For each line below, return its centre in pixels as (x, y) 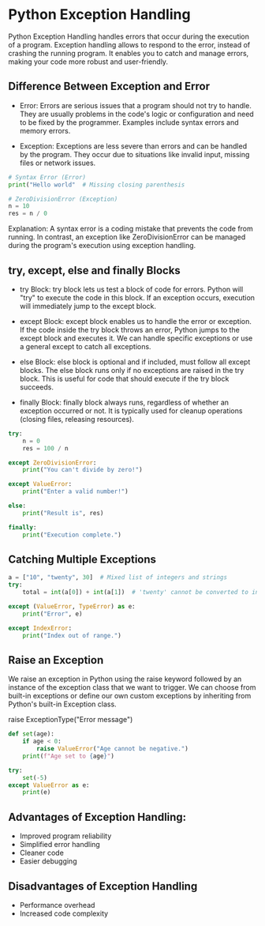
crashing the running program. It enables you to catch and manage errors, (129, 53)
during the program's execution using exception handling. (102, 246)
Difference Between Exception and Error (109, 87)
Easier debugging (48, 861)
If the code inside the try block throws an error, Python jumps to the (130, 329)
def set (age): (32, 734)
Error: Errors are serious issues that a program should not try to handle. (136, 105)
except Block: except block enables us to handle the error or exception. (136, 321)
